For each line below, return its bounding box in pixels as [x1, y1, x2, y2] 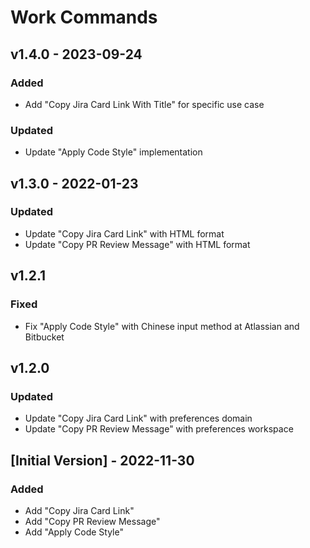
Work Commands [10, 6, 158, 29]
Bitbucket [24, 331, 65, 343]
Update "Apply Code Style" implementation [24, 146, 203, 158]
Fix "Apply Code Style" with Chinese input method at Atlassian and [24, 320, 300, 332]
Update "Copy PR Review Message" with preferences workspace [24, 423, 294, 435]
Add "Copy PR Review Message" [24, 515, 161, 527]
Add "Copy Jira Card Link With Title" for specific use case [24, 98, 265, 110]
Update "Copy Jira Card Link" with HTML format [24, 227, 225, 240]
